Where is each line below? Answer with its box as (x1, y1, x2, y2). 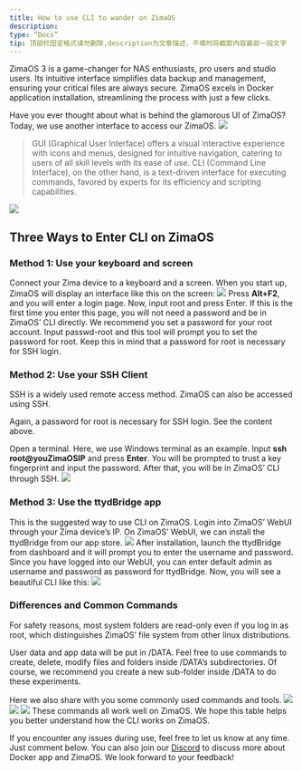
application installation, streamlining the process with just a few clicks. (9, 92, 271, 103)
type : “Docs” (9, 30, 59, 39)
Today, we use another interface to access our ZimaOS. (9, 120, 217, 131)
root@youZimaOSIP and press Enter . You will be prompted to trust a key (9, 453, 282, 464)
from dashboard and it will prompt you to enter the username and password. (9, 546, 294, 557)
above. (9, 426, 35, 437)
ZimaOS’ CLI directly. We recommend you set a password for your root (9, 316, 273, 327)
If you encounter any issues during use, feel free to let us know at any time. (9, 732, 290, 743)
